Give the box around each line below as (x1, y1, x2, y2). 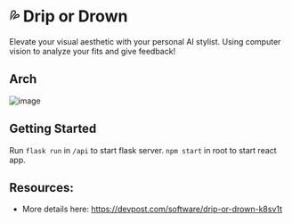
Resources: (9, 180, 74, 195)
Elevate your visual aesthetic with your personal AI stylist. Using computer (9, 36, 281, 46)
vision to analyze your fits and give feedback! (9, 45, 176, 56)
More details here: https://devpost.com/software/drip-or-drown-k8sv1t (21, 203, 283, 215)
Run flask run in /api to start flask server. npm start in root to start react (9, 145, 278, 155)
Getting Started (9, 121, 97, 136)
